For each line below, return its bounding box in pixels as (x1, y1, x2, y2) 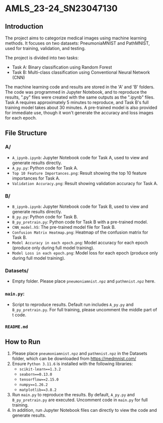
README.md (5, 324, 28, 329)
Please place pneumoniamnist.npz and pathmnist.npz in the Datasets (12, 351, 147, 356)
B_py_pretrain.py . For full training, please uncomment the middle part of (12, 306, 157, 312)
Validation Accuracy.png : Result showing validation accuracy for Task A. (12, 180, 158, 186)
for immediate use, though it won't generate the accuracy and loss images (5, 110, 154, 116)
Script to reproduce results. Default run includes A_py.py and (12, 302, 134, 307)
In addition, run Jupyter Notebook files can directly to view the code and (12, 407, 157, 413)
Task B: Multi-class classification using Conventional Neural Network (12, 69, 150, 75)
